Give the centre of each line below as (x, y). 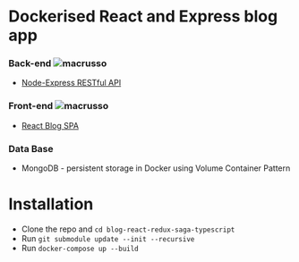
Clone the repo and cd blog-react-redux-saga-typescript (128, 229)
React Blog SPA (50, 125)
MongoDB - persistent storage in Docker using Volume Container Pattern (156, 168)
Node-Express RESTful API (71, 83)
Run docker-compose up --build (80, 249)
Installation (51, 204)
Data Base (31, 148)
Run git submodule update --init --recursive (108, 239)
